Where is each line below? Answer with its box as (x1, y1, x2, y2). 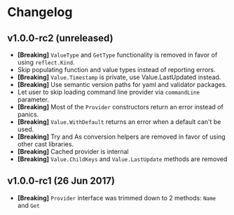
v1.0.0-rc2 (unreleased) (7, 32, 113, 44)
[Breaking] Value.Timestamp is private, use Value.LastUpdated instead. (17, 73, 221, 81)
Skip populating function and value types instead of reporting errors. (17, 66, 216, 74)
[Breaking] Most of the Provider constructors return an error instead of (17, 103, 224, 111)
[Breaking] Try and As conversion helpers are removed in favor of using (17, 132, 226, 141)
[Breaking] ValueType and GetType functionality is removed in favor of (17, 50, 218, 59)
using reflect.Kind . (17, 58, 75, 67)
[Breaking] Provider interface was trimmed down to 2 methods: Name (17, 193, 216, 202)
